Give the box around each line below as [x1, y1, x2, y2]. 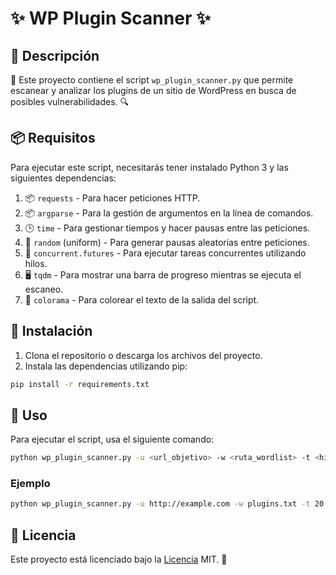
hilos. [24, 257, 48, 269]
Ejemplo [10, 477, 51, 491]
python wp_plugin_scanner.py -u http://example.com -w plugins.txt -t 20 [10, 499, 325, 509]
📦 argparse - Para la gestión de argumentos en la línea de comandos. [24, 207, 314, 219]
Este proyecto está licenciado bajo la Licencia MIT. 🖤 [10, 553, 228, 566]
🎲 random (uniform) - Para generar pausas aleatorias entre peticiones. [24, 236, 310, 248]
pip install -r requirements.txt [10, 379, 150, 389]
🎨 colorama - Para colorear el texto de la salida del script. [24, 293, 260, 306]
